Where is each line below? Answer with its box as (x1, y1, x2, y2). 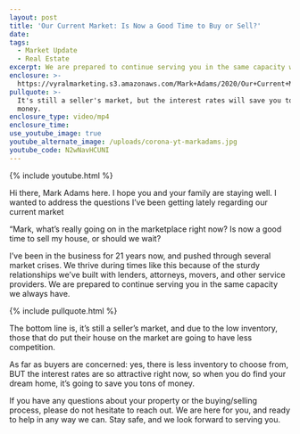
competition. (9, 341, 56, 352)
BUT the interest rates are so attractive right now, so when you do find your (9, 368, 287, 379)
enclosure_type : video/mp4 (9, 112, 110, 121)
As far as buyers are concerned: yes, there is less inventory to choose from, (9, 358, 288, 370)
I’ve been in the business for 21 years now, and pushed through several (9, 250, 271, 261)
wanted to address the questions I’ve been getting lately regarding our (9, 197, 268, 208)
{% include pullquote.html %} (9, 305, 118, 316)
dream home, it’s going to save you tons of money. (9, 378, 195, 389)
